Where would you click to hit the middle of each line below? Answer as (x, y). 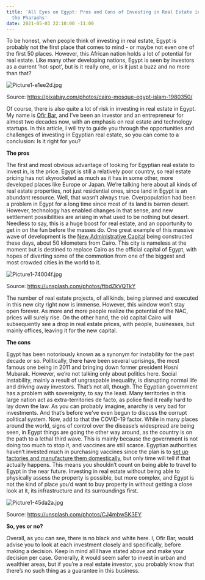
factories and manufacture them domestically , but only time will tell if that (99, 458)
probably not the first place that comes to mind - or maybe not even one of (100, 47)
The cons (19, 343)
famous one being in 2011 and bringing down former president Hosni (92, 367)
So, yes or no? (25, 526)
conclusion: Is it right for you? (44, 141)
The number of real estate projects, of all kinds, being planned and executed (102, 298)
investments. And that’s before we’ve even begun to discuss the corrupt (97, 413)
